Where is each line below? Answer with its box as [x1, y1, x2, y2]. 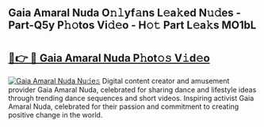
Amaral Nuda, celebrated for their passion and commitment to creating [8, 102, 239, 111]
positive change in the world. [8, 110, 103, 119]
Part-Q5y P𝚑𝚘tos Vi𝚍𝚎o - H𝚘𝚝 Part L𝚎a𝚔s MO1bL [8, 19, 257, 32]
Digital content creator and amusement [101, 77, 230, 85]
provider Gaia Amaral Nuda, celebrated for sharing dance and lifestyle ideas [8, 85, 257, 94]
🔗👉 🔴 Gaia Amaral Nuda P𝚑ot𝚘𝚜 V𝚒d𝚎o [8, 51, 210, 65]
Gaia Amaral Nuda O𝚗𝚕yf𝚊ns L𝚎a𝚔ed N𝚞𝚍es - [8, 6, 242, 20]
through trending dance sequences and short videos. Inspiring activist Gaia [8, 94, 254, 103]
